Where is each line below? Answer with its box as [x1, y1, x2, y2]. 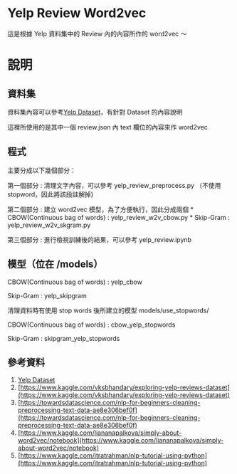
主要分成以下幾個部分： [7, 166, 76, 174]
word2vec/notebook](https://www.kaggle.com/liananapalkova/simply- [17, 436, 224, 445]
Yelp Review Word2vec [7, 5, 147, 21]
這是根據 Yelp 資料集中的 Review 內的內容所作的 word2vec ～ [7, 29, 187, 38]
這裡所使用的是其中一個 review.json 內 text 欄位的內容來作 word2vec [7, 122, 208, 131]
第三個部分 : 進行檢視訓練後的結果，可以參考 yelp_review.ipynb [7, 235, 192, 243]
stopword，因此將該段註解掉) [7, 190, 94, 199]
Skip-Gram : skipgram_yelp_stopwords [7, 334, 120, 342]
